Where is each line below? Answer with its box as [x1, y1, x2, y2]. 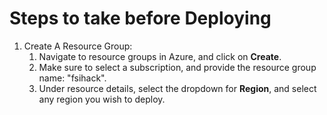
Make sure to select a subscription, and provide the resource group [38, 61, 317, 73]
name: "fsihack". [38, 72, 107, 84]
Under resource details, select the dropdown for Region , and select [38, 82, 317, 94]
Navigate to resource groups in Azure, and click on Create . [38, 50, 282, 62]
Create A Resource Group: [23, 40, 133, 52]
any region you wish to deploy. [38, 93, 166, 105]
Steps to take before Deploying [9, 7, 272, 30]
